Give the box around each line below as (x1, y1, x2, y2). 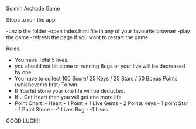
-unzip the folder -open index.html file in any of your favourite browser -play (6, 27, 190, 34)
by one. (14, 69, 33, 75)
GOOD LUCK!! (6, 117, 40, 124)
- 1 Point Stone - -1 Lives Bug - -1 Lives (14, 106, 109, 113)
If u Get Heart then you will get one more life (14, 93, 122, 100)
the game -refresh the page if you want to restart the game (6, 34, 149, 40)
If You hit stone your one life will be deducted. (14, 88, 126, 94)
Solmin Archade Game (6, 5, 60, 12)
